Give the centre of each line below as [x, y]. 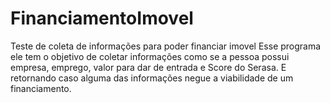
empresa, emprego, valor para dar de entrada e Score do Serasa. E [148, 67]
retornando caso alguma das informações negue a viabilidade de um [152, 78]
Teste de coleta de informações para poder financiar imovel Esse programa [166, 46]
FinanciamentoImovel [102, 18]
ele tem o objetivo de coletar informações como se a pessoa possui [150, 56]
